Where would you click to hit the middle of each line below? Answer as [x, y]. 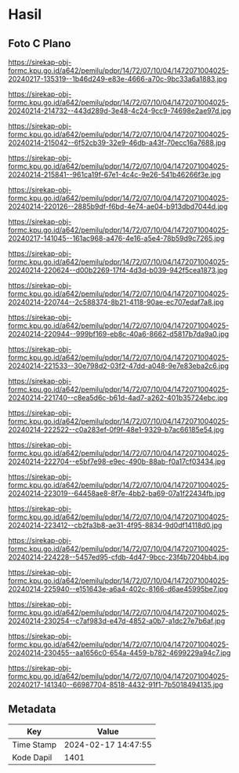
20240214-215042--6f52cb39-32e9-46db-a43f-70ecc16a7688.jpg [117, 142]
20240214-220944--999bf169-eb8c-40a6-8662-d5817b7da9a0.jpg [119, 334]
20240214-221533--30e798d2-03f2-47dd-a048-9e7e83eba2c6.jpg [119, 366]
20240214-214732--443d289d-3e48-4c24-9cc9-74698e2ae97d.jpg [119, 111]
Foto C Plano [40, 44]
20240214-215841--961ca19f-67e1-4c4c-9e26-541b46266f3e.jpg [114, 175]
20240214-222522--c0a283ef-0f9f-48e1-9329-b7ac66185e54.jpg [116, 430]
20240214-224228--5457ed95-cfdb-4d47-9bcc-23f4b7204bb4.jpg [119, 557]
